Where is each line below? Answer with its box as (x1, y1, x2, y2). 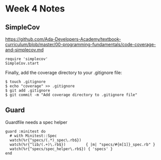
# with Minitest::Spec (9, 133, 57, 138)
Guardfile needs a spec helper (5, 119, 67, 125)
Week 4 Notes (5, 3, 65, 14)
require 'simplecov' (5, 56, 48, 61)
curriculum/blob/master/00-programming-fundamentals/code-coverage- (5, 41, 156, 47)
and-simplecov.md (5, 47, 44, 52)
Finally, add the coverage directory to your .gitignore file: (5, 69, 122, 75)
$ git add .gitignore (5, 88, 50, 93)
